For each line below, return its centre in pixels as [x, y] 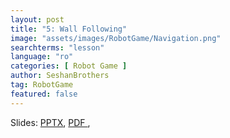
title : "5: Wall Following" [69, 29]
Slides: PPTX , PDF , [50, 122]
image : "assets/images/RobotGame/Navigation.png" [116, 38]
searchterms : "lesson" [57, 47]
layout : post [37, 19]
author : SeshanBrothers [60, 76]
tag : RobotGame [42, 85]
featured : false [44, 94]
